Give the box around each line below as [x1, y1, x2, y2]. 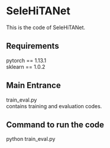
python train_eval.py [6, 136, 56, 143]
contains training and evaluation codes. [6, 102, 102, 109]
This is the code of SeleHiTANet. [6, 24, 86, 31]
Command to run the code [6, 119, 105, 130]
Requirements [6, 41, 59, 51]
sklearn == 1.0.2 [6, 63, 46, 70]
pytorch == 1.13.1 [6, 56, 46, 64]
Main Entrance [6, 80, 61, 90]
